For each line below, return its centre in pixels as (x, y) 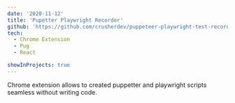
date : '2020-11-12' (36, 14)
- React (25, 53)
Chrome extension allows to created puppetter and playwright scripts (107, 85)
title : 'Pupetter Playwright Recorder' (65, 20)
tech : (15, 33)
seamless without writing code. (52, 92)
